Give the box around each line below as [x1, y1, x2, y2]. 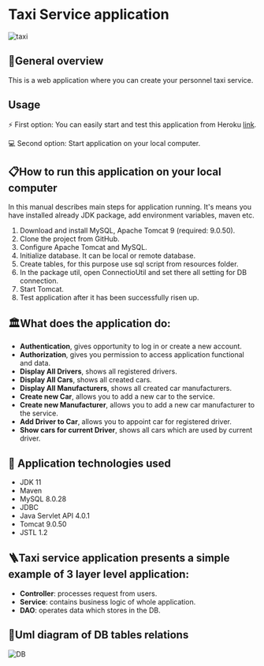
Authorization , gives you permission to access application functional [19, 350, 244, 359]
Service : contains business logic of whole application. [19, 597, 196, 606]
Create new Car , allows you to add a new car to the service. [19, 392, 215, 401]
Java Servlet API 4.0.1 [19, 511, 91, 520]
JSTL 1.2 [19, 528, 48, 537]
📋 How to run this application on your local [8, 165, 222, 178]
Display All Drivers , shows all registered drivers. [19, 366, 177, 376]
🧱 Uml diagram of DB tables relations [8, 628, 189, 642]
